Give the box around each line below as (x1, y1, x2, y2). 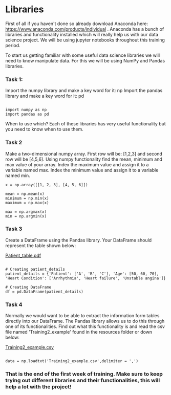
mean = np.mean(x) (5, 191, 45, 196)
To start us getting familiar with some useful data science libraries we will (5, 52, 160, 58)
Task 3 (5, 225, 23, 232)
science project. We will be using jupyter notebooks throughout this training (5, 37, 165, 43)
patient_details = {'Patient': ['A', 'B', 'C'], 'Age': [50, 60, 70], (5, 271, 159, 276)
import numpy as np (5, 107, 47, 113)
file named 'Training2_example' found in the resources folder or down (5, 329, 153, 335)
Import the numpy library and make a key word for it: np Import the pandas (5, 87, 163, 94)
